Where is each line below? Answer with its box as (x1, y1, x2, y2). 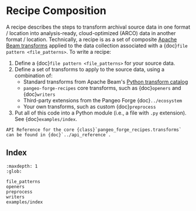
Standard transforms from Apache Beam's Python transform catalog (23, 78, 188, 85)
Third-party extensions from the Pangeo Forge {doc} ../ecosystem (23, 96, 183, 103)
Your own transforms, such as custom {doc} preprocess (23, 103, 156, 110)
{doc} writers (23, 91, 56, 98)
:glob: (6, 168, 22, 174)
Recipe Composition (6, 4, 106, 18)
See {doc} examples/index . (14, 115, 77, 122)
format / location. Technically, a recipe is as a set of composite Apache (6, 36, 177, 43)
